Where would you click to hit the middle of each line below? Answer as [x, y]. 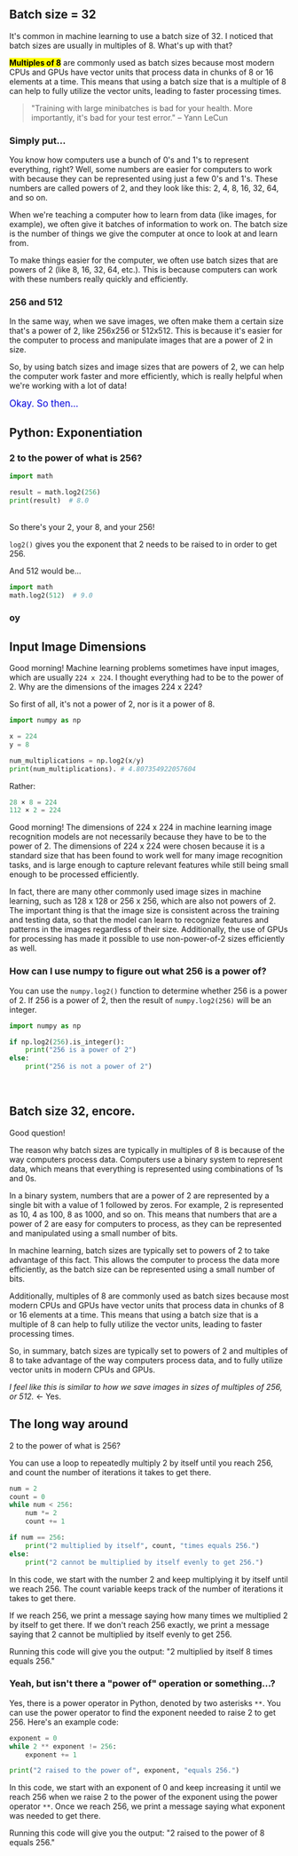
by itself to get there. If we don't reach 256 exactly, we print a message [139, 1624]
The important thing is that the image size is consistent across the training [144, 911]
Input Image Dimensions [78, 647]
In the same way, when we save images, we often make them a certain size [146, 321]
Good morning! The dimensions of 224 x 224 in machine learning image [141, 827]
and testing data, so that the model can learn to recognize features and [139, 920]
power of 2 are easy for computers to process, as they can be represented [145, 1223]
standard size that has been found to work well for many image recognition [146, 856]
